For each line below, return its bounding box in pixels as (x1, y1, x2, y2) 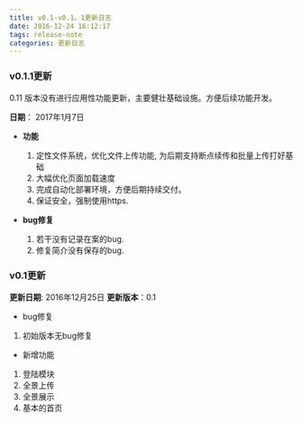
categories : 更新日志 (9, 38, 86, 48)
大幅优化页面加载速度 (35, 173, 115, 183)
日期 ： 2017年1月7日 (9, 111, 85, 122)
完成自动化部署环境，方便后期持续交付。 (35, 183, 187, 194)
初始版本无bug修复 (22, 330, 93, 341)
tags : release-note (9, 30, 83, 39)
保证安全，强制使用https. (35, 195, 129, 206)
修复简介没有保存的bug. (35, 245, 124, 256)
